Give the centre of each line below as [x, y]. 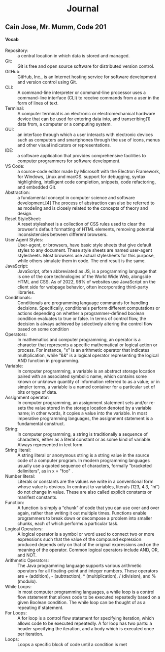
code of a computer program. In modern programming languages [84, 460]
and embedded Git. [37, 187]
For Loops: [16, 613]
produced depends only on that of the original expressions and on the [88, 544]
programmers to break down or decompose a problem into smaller [85, 518]
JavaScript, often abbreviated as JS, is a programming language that [87, 271]
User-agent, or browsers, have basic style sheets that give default [84, 245]
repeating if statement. [41, 607]
